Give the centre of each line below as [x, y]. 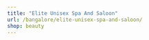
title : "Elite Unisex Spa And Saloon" [62, 13]
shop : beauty [26, 26]
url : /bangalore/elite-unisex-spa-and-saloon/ [75, 20]
